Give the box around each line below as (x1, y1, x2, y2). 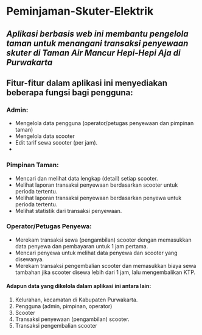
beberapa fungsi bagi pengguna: (6, 87, 134, 98)
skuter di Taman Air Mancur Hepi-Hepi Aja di (6, 48, 181, 58)
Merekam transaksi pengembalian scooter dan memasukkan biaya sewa (15, 262, 197, 269)
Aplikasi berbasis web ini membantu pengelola (6, 29, 189, 39)
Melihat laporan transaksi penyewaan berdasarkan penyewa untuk (15, 194, 182, 201)
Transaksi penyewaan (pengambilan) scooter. (15, 315, 130, 323)
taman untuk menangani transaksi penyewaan (6, 38, 189, 48)
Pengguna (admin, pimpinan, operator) (15, 303, 113, 310)
